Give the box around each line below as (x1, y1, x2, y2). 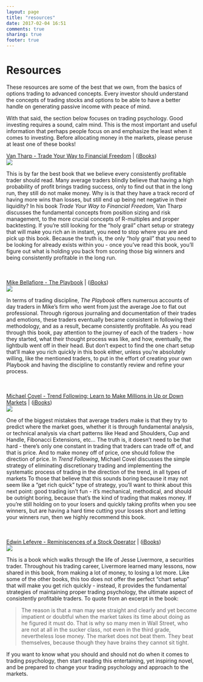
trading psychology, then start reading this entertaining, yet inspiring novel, (6, 657, 194, 664)
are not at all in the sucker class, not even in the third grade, (21, 625, 171, 633)
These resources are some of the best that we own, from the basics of (6, 83, 182, 91)
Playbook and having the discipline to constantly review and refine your (6, 361, 185, 368)
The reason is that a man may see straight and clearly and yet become (21, 606, 198, 614)
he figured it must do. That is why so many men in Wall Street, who (21, 619, 188, 627)
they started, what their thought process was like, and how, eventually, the (6, 335, 192, 342)
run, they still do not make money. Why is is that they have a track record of (6, 189, 195, 196)
